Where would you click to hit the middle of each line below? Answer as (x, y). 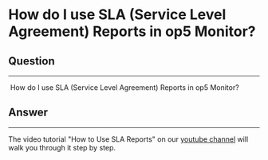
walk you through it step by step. (62, 147)
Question (32, 61)
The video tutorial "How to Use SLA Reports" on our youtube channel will (128, 139)
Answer (28, 113)
